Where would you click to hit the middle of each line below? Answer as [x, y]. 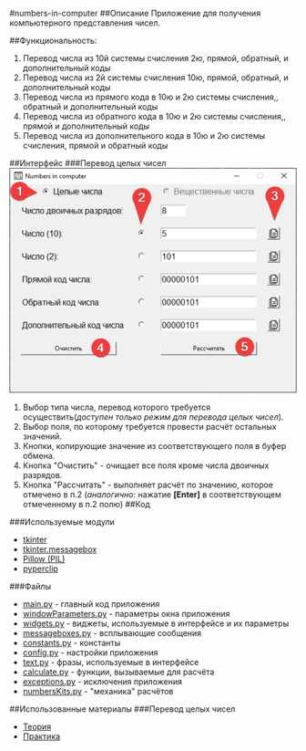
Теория [37, 727]
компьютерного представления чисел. [85, 23]
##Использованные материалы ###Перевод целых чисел [122, 709]
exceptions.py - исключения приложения [102, 682]
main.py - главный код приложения [91, 604]
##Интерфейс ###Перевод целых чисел [88, 163]
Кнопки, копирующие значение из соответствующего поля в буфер [154, 446]
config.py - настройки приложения [90, 652]
